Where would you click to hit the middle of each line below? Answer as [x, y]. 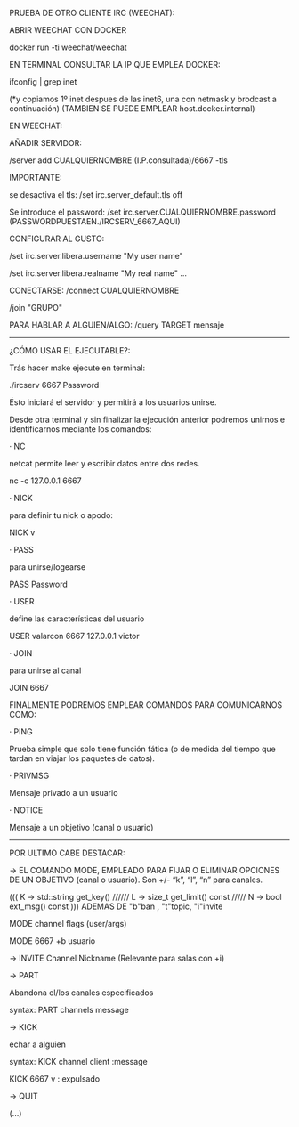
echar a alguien [38, 1044]
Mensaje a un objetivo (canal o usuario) [81, 827]
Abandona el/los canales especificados [81, 993]
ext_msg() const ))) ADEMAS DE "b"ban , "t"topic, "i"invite [116, 906]
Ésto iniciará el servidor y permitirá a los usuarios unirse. [113, 402]
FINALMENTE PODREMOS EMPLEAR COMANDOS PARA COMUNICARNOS [146, 705]
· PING [21, 732]
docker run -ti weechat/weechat [68, 47]
